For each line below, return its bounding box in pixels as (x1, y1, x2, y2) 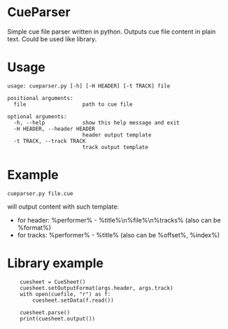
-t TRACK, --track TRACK (13, 137, 86, 144)
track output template (82, 143, 149, 150)
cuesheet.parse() (20, 309, 71, 316)
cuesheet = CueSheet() (20, 278, 86, 286)
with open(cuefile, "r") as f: (20, 290, 111, 297)
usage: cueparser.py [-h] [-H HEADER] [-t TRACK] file (7, 82, 171, 90)
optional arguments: (7, 113, 68, 120)
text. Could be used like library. (7, 34, 97, 43)
